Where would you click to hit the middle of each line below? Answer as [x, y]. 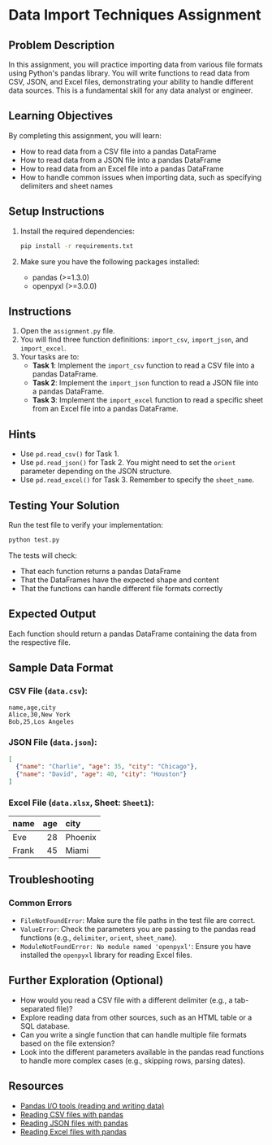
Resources [36, 1086]
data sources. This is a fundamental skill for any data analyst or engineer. [131, 90]
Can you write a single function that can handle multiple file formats [134, 1034]
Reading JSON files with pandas [74, 1123]
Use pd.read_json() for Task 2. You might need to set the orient [128, 463]
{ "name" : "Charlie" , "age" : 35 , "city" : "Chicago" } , [107, 767]
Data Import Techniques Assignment [135, 15]
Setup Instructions [56, 212]
